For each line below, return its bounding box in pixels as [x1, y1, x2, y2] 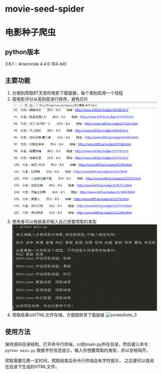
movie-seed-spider [5, 3, 84, 15]
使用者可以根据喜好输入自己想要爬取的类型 [12, 218, 97, 224]
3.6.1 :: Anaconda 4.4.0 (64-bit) [5, 61, 67, 67]
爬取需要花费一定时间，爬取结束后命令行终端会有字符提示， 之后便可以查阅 [5, 358, 154, 364]
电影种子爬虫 [5, 27, 56, 38]
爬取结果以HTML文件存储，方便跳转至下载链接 [12, 312, 105, 318]
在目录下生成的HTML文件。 [5, 364, 60, 370]
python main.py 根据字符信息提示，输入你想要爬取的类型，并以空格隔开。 [5, 347, 151, 353]
